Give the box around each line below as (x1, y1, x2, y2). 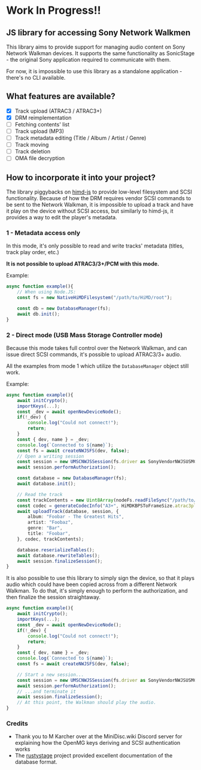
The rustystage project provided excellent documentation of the (14, 752, 173, 759)
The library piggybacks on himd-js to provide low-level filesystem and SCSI (6, 188, 193, 195)
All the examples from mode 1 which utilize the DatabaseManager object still (6, 362, 189, 369)
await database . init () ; (17, 481, 77, 487)
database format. (14, 759, 58, 766)
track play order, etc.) (6, 249, 60, 256)
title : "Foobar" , (28, 531, 71, 537)
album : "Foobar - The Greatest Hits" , (28, 514, 124, 520)
